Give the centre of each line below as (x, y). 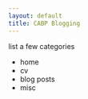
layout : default (35, 16)
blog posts (37, 79)
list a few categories (42, 46)
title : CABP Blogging (44, 23)
